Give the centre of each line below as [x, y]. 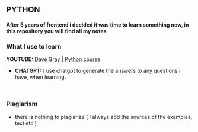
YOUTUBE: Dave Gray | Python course [53, 59]
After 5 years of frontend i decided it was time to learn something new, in [98, 25]
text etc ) [26, 123]
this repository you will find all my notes [56, 31]
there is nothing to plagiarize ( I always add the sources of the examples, [103, 117]
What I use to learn [34, 46]
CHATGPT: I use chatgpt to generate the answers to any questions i [98, 71]
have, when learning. [40, 77]
